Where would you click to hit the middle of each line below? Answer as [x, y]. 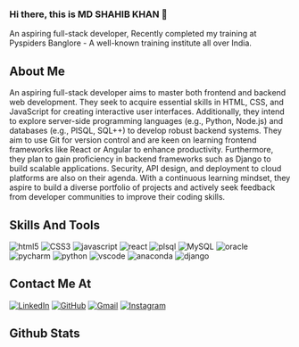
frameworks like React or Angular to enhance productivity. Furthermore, [141, 150]
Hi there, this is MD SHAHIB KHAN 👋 [88, 14]
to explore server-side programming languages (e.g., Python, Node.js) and [146, 121]
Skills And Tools [55, 225]
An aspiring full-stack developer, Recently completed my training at [133, 34]
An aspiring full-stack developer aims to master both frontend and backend [148, 93]
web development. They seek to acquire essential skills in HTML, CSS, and [146, 103]
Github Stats [45, 334]
